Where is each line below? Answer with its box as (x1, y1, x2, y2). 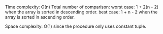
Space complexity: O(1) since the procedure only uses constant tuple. (5, 23, 147, 29)
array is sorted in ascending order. (5, 14, 75, 20)
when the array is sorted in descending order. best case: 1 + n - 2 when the (5, 9, 158, 15)
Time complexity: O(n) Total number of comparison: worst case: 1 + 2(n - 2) (5, 4, 159, 10)
